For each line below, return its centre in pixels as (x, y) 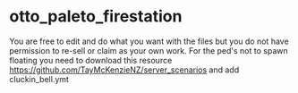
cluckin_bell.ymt (39, 79)
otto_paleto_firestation (96, 17)
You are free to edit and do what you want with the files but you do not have (149, 41)
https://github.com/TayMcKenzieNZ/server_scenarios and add (124, 70)
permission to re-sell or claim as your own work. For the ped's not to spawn (149, 50)
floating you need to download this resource (91, 60)
